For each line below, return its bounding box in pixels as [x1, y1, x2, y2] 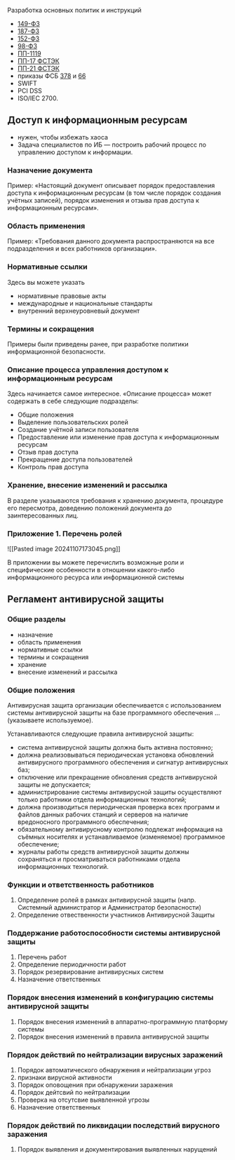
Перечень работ [17, 953, 67, 962]
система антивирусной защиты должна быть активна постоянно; [17, 743, 213, 751]
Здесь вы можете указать [7, 278, 86, 286]
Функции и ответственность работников [7, 879, 154, 889]
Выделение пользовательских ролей [17, 418, 128, 426]
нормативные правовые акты [17, 291, 107, 300]
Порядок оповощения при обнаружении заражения [17, 1081, 173, 1089]
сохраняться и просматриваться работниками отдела [17, 855, 181, 863]
